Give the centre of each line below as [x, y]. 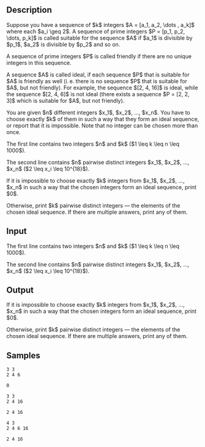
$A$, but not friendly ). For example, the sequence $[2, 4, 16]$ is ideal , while [102, 88]
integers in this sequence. [39, 62]
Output [20, 290]
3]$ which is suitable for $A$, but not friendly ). [65, 100]
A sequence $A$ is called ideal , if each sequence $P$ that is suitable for [98, 74]
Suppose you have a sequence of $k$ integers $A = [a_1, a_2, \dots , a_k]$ [100, 24]
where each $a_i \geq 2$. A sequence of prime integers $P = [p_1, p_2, [96, 31]
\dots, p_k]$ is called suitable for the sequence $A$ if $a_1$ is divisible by [99, 38]
